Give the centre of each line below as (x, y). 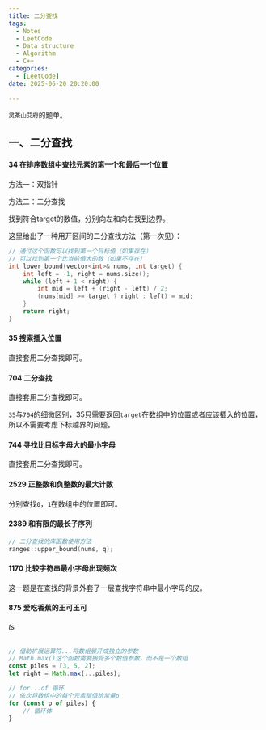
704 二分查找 (30, 378)
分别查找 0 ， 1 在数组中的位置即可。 (65, 503)
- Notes (29, 31)
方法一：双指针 (33, 185)
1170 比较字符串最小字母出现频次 (63, 568)
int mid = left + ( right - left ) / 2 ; (103, 289)
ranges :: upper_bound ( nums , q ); (61, 549)
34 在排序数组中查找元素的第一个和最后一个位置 (88, 165)
